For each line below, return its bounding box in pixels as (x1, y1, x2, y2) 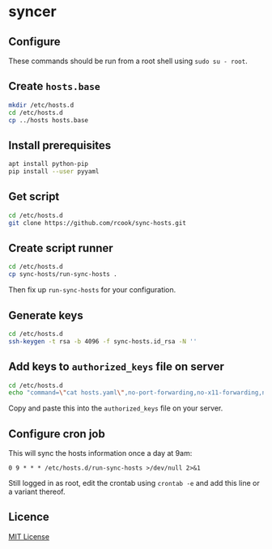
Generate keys (8, 309, 83, 322)
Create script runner (8, 241, 113, 255)
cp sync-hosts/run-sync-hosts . (8, 270, 117, 279)
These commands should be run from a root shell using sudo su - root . (8, 56, 249, 66)
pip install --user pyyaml (8, 168, 100, 176)
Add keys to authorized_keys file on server (8, 360, 225, 374)
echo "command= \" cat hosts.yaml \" (8, 389, 125, 397)
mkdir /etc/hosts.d (8, 100, 74, 109)
